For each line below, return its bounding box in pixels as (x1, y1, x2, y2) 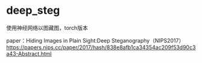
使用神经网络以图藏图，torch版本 (6, 24, 89, 31)
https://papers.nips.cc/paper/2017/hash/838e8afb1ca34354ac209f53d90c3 (6, 43, 196, 51)
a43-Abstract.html (6, 50, 52, 57)
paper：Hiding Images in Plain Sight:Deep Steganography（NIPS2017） (6, 37, 185, 44)
